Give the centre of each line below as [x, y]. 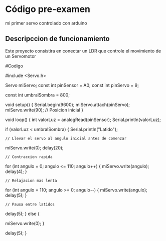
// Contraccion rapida [29, 157]
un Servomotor [21, 56]
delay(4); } [16, 171]
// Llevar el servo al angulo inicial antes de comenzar [66, 138]
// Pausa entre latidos [30, 204]
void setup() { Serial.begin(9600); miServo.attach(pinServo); [68, 104]
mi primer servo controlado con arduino [46, 23]
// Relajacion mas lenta [31, 180]
